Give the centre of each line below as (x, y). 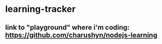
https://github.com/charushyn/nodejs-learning (81, 35)
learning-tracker (40, 9)
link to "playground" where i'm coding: (67, 27)
